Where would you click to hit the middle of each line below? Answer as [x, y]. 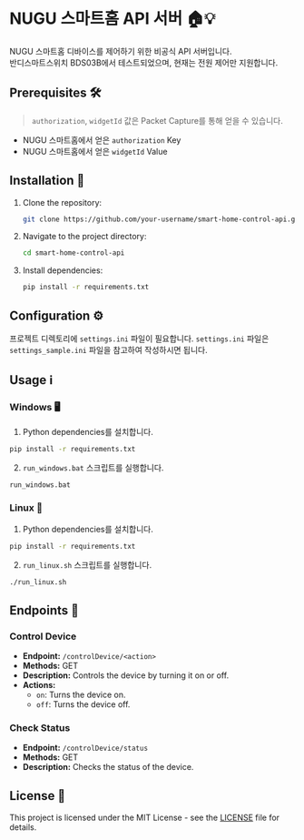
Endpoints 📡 [44, 610]
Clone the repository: [62, 202]
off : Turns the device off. [83, 704]
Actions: [39, 685]
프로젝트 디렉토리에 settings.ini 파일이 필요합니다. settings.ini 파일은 [139, 339]
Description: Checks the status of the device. [108, 767]
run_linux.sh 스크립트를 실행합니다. [87, 564]
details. [23, 827]
